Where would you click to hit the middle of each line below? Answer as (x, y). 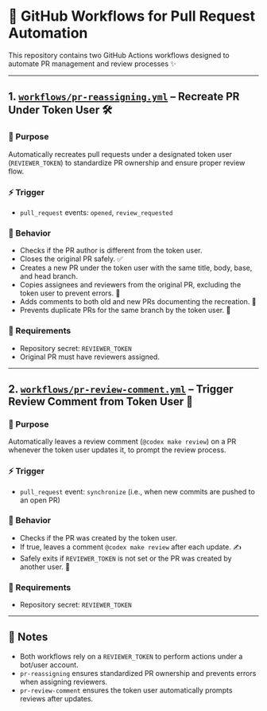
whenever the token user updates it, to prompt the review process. (117, 450)
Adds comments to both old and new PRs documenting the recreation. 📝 (138, 302)
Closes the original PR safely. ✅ (71, 259)
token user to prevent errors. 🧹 (70, 293)
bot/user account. (49, 665)
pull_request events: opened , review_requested (96, 212)
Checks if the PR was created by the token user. (98, 537)
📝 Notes (28, 637)
